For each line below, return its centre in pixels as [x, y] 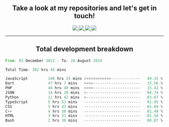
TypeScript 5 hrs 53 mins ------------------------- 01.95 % [84, 102]
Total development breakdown [84, 49]
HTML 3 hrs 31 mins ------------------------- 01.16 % [84, 116]
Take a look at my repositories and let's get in [84, 8]
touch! [84, 16]
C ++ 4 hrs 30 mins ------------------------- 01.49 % [84, 111]
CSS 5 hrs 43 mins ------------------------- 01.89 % [84, 106]
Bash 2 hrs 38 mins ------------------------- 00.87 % [84, 120]
